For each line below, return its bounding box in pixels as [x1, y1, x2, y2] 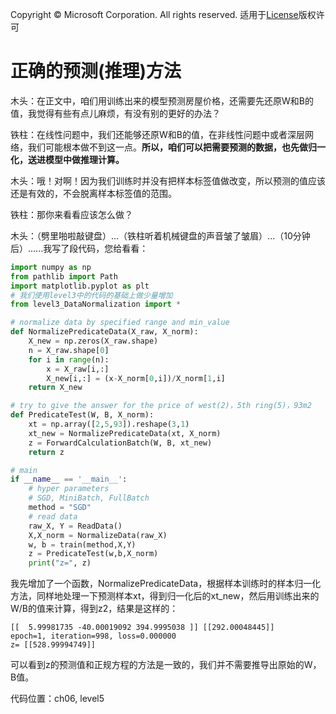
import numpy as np [10, 262, 92, 272]
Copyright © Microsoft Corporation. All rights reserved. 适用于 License [10, 9, 299, 20]
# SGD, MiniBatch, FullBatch [28, 493, 150, 503]
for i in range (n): [28, 354, 110, 365]
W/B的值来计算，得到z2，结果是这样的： [10, 603, 179, 615]
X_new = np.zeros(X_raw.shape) [28, 336, 159, 347]
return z [28, 447, 65, 457]
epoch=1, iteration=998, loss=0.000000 [10, 631, 177, 642]
